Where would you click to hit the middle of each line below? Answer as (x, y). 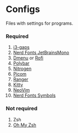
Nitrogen (22, 69)
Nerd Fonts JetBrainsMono (41, 53)
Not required (22, 108)
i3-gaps (21, 47)
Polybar (21, 63)
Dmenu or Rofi (28, 58)
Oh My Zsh (25, 125)
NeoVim (21, 90)
